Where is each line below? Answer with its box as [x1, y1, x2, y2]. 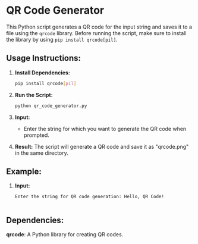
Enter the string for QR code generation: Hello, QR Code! [14, 194, 165, 200]
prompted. [23, 132, 49, 139]
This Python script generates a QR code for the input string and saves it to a [6, 23, 192, 30]
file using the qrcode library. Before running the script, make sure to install [6, 29, 187, 36]
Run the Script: [14, 91, 53, 98]
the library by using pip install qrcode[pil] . [6, 36, 118, 43]
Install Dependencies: [14, 69, 70, 76]
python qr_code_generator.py [14, 102, 87, 109]
